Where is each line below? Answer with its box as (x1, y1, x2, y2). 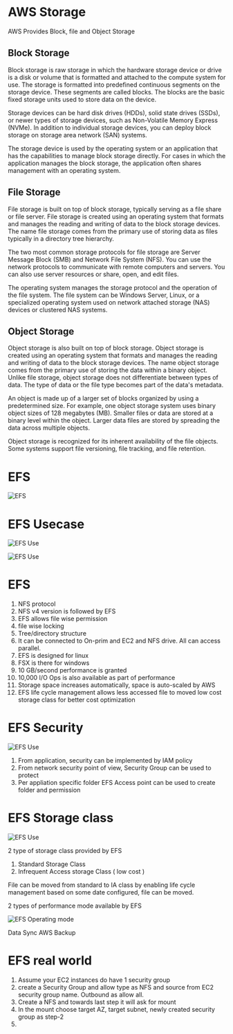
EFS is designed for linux (17, 652, 89, 660)
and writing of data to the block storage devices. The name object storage (8, 359, 220, 367)
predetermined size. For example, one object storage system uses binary (8, 402, 216, 410)
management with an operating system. (8, 166, 121, 174)
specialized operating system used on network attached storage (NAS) (8, 298, 210, 306)
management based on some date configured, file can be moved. (8, 888, 194, 897)
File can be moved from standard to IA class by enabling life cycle (8, 881, 196, 889)
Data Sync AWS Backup (8, 929, 76, 937)
